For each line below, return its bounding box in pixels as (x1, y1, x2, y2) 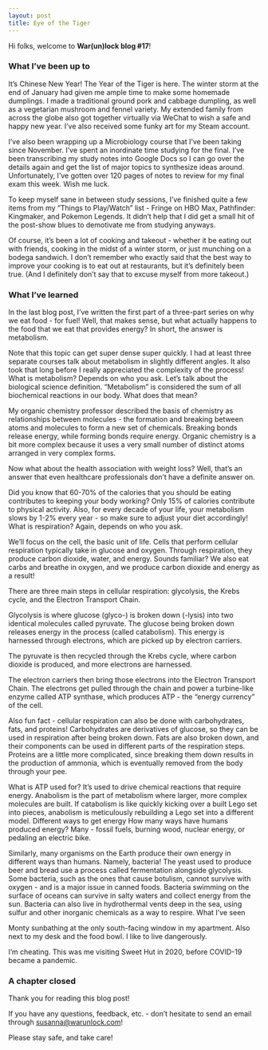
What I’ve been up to (8, 61, 90, 72)
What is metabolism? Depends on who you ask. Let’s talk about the (8, 374, 229, 383)
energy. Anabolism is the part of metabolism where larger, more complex (8, 791, 247, 800)
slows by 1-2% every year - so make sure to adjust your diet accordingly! (8, 513, 249, 523)
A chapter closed (8, 976, 77, 987)
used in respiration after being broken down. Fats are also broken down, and (8, 733, 259, 742)
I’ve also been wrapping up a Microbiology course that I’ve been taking (8, 136, 242, 146)
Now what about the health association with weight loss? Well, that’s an (8, 464, 243, 474)
